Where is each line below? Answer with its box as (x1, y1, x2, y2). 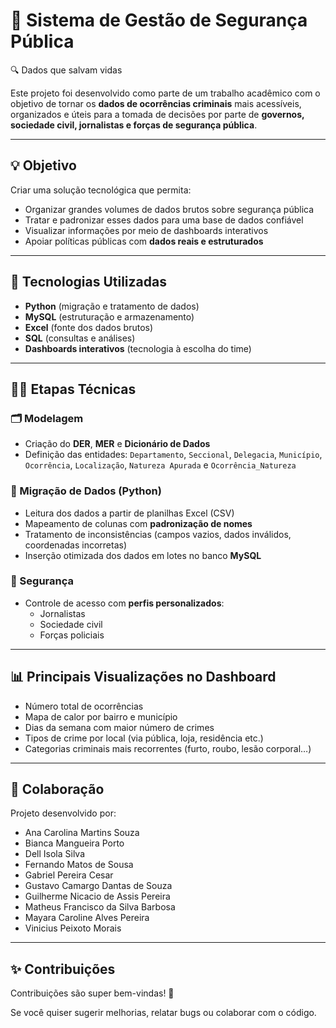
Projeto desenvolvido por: (10, 807, 117, 819)
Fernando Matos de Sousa (24, 859, 134, 871)
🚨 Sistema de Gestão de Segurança (10, 9, 308, 32)
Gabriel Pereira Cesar (24, 869, 114, 881)
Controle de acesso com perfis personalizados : (24, 597, 225, 609)
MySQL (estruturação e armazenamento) (24, 310, 195, 323)
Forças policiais (39, 629, 105, 641)
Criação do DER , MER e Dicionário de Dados (24, 438, 211, 450)
